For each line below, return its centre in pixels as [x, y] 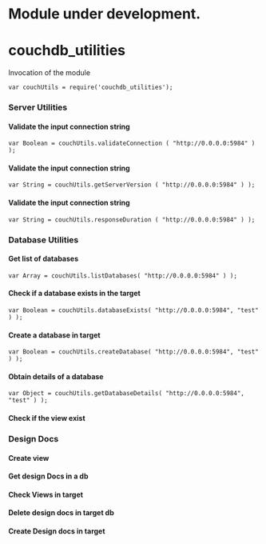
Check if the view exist [47, 418]
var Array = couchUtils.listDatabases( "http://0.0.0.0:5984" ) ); [123, 276]
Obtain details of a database [56, 376]
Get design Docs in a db [48, 476]
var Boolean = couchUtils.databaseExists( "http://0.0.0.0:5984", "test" [134, 310]
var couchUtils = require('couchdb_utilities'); [91, 88]
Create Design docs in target [57, 531]
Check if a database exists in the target [75, 294]
